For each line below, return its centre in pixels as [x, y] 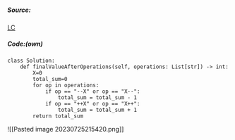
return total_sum [58, 116]
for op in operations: [66, 85]
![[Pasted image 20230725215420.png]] [66, 129]
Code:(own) [25, 44]
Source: [19, 10]
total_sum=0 [50, 79]
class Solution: [31, 61]
